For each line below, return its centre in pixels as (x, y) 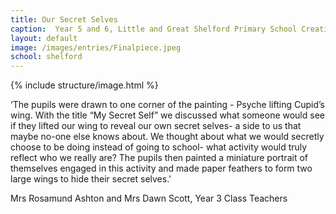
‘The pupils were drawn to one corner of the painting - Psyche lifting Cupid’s (167, 105)
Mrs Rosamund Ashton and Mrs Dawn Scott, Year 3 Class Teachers (149, 198)
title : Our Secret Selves (64, 19)
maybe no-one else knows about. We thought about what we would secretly (167, 137)
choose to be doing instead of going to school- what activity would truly (159, 147)
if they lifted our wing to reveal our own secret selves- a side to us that (156, 126)
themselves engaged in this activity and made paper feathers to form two (161, 168)
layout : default (44, 38)
